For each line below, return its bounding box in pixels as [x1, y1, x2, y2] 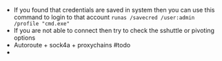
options [13, 34, 36, 42]
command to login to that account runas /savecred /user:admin [13, 13, 195, 21]
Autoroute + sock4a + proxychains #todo [13, 41, 131, 49]
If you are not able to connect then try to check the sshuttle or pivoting [13, 27, 215, 34]
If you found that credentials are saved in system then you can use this [13, 6, 215, 14]
